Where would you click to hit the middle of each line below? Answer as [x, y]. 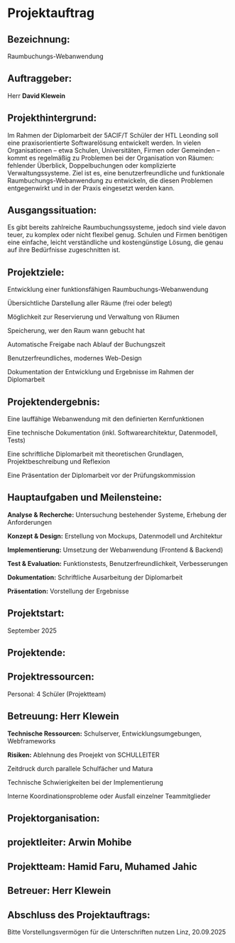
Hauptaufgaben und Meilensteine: [84, 497]
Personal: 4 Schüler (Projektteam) [57, 694]
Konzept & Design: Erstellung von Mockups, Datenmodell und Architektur [115, 536]
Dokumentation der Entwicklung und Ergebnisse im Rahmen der [101, 372]
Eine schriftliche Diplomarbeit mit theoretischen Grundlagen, [96, 454]
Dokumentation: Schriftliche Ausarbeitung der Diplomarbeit [95, 577]
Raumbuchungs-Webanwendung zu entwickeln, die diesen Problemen [110, 180]
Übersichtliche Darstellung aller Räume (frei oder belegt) [90, 303]
